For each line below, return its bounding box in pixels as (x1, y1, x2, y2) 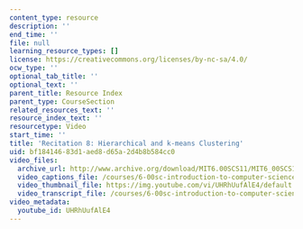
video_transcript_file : (17, 189, 106, 198)
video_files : (9, 155, 59, 165)
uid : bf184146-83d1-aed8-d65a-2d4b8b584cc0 (9, 147, 176, 156)
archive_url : (17, 164, 67, 173)
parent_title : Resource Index (9, 88, 124, 97)
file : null (9, 38, 50, 48)
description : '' (9, 22, 70, 31)
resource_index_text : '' (9, 114, 103, 123)
